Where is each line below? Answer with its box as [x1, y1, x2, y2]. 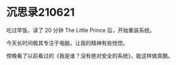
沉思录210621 [6, 5, 75, 19]
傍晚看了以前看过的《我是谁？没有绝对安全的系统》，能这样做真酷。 [6, 52, 174, 59]
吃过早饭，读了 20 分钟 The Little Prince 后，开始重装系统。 [6, 26, 155, 34]
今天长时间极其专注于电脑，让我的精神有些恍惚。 [6, 39, 128, 46]
